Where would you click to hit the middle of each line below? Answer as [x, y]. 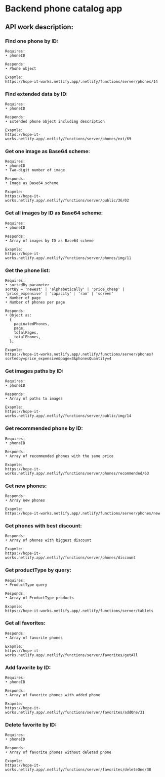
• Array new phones [25, 500]
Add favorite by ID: [28, 668]
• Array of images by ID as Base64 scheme [49, 241]
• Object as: [19, 315]
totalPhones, [27, 337]
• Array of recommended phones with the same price [59, 456]
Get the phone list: [28, 270]
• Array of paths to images [34, 399]
